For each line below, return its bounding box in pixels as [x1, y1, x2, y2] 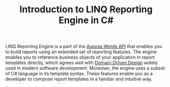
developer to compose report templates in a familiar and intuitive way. [5, 76, 153, 82]
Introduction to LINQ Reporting [19, 4, 153, 15]
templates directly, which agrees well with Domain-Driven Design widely [5, 60, 158, 66]
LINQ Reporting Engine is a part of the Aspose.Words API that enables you [5, 43, 162, 50]
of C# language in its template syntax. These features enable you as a [5, 71, 153, 77]
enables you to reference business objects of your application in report [5, 54, 155, 60]
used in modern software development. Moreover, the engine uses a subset [5, 65, 165, 71]
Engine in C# [58, 14, 114, 26]
